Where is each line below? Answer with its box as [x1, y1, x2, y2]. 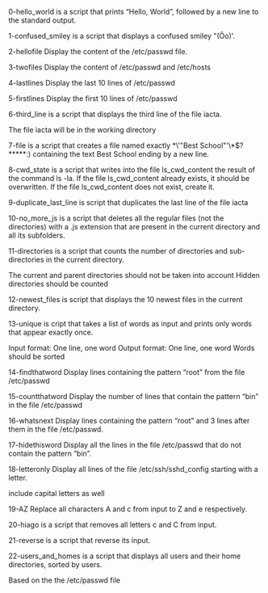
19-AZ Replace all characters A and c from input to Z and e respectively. [8, 504, 248, 514]
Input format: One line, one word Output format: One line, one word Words [8, 343, 255, 352]
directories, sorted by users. [8, 560, 103, 569]
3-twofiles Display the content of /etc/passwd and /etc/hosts [8, 62, 211, 72]
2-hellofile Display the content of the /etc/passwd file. [8, 47, 188, 56]
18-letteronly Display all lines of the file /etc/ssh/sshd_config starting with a [8, 465, 258, 473]
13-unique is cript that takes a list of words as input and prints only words [8, 319, 253, 328]
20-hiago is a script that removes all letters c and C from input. [8, 520, 217, 529]
